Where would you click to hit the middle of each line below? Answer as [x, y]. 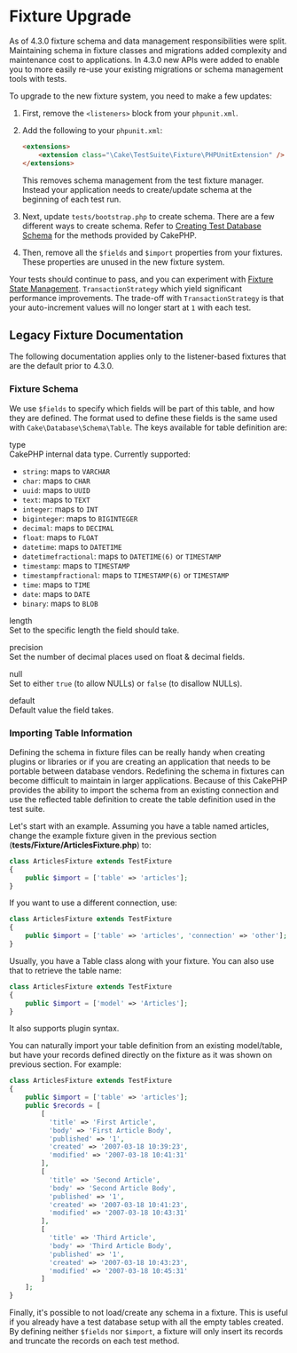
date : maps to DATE [56, 593]
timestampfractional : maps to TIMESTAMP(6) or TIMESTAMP [125, 575]
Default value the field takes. [61, 710]
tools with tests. [38, 78]
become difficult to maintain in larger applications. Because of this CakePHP [148, 780]
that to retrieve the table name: [66, 970]
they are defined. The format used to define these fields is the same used [143, 418]
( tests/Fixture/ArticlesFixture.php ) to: [80, 845]
